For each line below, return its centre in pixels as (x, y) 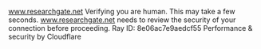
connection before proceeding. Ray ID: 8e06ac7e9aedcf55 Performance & (130, 28)
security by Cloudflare (45, 36)
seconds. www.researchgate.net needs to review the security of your (122, 20)
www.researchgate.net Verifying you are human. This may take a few (122, 11)
